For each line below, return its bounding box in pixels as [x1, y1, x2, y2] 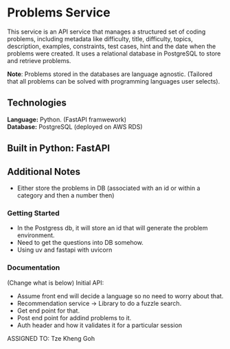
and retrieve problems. [7, 56, 71, 64]
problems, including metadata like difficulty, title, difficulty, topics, [7, 34, 194, 43]
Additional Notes [7, 166, 81, 178]
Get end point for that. [16, 306, 80, 315]
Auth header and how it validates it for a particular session [16, 321, 183, 329]
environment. [16, 231, 55, 239]
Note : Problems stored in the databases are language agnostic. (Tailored [7, 70, 213, 78]
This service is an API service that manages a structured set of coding [7, 27, 206, 36]
